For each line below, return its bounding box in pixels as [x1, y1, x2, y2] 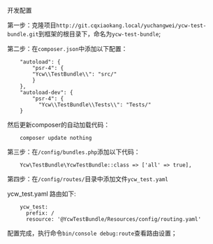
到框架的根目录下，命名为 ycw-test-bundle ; [38, 30, 161, 38]
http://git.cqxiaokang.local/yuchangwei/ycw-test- [56, 22, 207, 29]
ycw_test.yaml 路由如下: [7, 189, 77, 198]
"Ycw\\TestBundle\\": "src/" [32, 71, 117, 78]
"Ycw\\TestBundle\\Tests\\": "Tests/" [38, 101, 152, 108]
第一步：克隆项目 [7, 21, 57, 29]
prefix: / [25, 210, 54, 217]
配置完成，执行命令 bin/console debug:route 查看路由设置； [7, 229, 177, 237]
